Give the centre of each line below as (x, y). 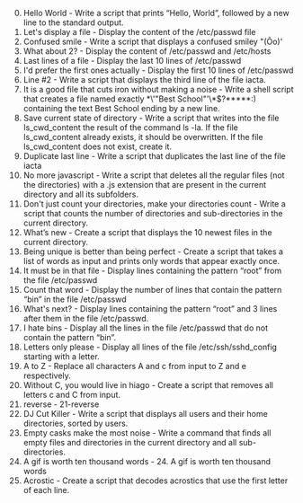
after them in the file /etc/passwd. (86, 318)
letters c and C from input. (71, 395)
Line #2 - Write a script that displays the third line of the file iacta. (144, 79)
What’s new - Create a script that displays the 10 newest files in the (147, 232)
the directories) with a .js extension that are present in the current (145, 185)
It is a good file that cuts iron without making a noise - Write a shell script (159, 89)
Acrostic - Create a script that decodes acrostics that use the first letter (156, 481)
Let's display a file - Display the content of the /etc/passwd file (139, 32)
